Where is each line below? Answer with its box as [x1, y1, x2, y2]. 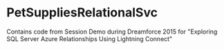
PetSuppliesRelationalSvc [6, 5, 158, 21]
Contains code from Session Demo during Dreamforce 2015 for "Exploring [6, 27, 218, 36]
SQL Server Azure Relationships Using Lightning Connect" [6, 34, 173, 42]
